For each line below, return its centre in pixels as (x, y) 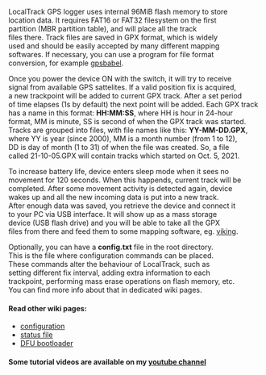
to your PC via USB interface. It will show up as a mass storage (113, 214)
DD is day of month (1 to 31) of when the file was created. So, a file (119, 147)
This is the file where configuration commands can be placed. (111, 256)
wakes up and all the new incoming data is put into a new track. (114, 197)
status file (37, 335)
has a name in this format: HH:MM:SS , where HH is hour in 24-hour (121, 113)
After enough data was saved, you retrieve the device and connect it (122, 206)
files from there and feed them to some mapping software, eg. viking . (124, 231)
